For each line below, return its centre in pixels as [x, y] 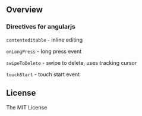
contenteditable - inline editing [45, 40]
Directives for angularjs [41, 27]
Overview [25, 10]
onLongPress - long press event [44, 51]
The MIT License [27, 107]
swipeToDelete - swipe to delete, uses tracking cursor [72, 62]
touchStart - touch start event [43, 74]
